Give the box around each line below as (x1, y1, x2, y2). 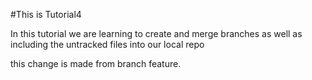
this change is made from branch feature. (10, 58, 182, 69)
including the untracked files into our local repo (10, 39, 205, 50)
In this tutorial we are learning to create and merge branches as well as (10, 28, 303, 39)
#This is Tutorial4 (10, 9, 82, 20)
